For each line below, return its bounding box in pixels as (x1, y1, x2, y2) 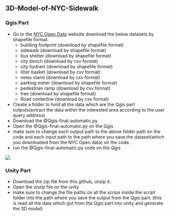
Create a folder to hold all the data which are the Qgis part (12, 101, 135, 107)
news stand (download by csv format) (20, 74, 101, 80)
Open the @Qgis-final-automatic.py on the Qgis (12, 123, 113, 129)
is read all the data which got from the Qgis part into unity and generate (12, 200, 163, 206)
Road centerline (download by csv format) (20, 96, 109, 102)
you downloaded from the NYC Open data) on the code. (12, 139, 131, 145)
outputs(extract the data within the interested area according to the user (12, 106, 165, 113)
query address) (12, 112, 45, 118)
